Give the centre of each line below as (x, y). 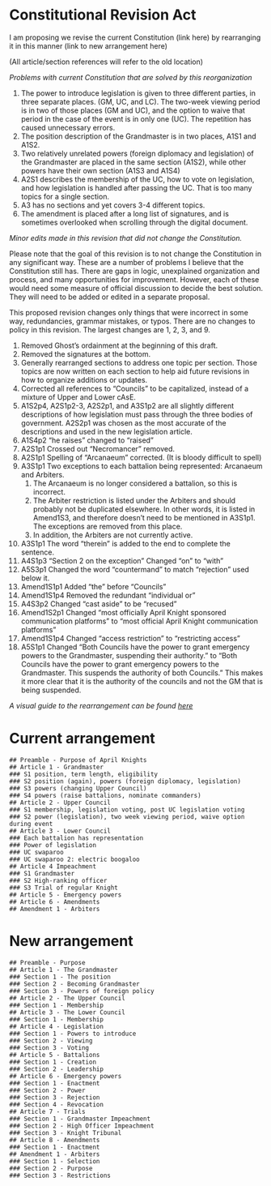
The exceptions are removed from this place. (108, 526)
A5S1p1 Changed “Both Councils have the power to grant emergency (135, 647)
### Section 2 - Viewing (51, 1040)
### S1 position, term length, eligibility (84, 774)
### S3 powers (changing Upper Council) (78, 788)
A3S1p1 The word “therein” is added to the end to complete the (126, 543)
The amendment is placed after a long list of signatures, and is (125, 213)
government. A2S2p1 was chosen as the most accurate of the (123, 422)
